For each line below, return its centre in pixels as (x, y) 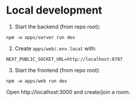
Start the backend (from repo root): (57, 27)
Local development (54, 10)
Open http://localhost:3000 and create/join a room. (68, 92)
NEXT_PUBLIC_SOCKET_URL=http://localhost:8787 (64, 59)
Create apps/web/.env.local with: (55, 48)
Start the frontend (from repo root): (57, 70)
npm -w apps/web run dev (37, 81)
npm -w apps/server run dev (41, 37)
